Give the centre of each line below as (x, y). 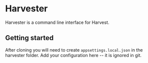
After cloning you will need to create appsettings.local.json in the (74, 50)
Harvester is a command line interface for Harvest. (57, 22)
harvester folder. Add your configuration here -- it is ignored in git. (73, 55)
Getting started (29, 38)
